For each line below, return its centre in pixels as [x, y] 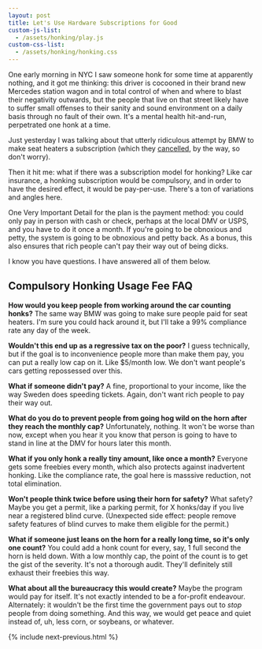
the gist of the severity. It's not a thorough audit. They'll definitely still [120, 564]
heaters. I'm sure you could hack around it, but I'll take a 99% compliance [127, 322]
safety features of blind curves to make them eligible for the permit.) [119, 524]
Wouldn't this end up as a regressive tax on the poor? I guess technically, [129, 345]
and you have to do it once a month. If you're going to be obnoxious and [125, 229]
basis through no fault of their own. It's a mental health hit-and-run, [117, 116]
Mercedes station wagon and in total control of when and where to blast [125, 91]
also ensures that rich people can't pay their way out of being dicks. [118, 246]
